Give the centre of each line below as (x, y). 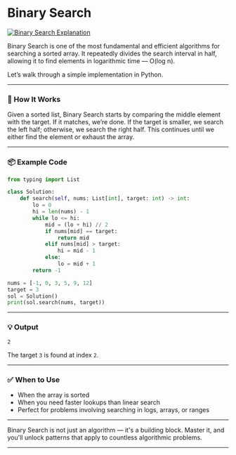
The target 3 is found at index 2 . (53, 355)
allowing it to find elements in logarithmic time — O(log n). (91, 60)
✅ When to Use (34, 379)
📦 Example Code (38, 162)
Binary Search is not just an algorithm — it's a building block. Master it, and (116, 430)
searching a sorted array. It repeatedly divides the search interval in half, (112, 53)
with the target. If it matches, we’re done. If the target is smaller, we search (115, 122)
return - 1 (47, 270)
